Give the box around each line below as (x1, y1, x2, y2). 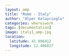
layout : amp (5, 7, 29, 12)
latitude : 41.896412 (9, 39, 51, 44)
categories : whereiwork (5, 20, 54, 26)
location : (5, 35, 25, 39)
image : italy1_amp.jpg (5, 30, 51, 35)
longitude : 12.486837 (9, 43, 54, 48)
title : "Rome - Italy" (5, 12, 51, 17)
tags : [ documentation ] (5, 25, 51, 30)
